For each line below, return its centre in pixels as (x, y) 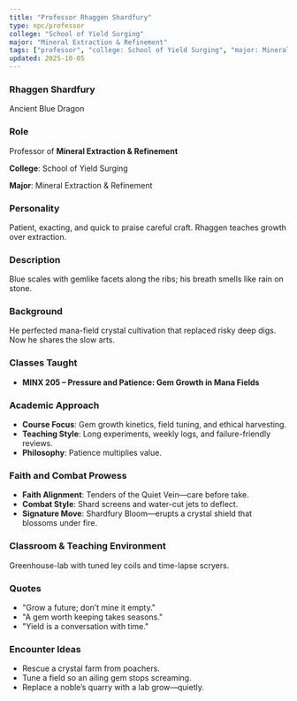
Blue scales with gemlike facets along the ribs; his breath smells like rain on (147, 279)
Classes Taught (43, 363)
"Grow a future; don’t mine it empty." (89, 607)
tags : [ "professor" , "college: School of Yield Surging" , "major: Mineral (150, 50)
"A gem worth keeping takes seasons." (92, 617)
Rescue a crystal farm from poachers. (91, 668)
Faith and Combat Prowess (68, 476)
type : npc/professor (47, 26)
